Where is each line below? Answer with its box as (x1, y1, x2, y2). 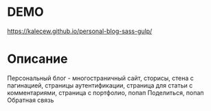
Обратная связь (7, 96, 54, 104)
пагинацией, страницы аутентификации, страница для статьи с (7, 81, 193, 90)
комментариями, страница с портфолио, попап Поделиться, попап (7, 88, 204, 97)
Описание (7, 51, 68, 67)
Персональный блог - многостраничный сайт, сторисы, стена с (7, 74, 194, 82)
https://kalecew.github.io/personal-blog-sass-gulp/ (7, 27, 153, 35)
